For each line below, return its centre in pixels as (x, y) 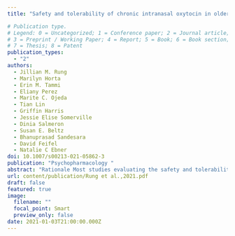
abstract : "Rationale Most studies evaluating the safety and (100, 169)
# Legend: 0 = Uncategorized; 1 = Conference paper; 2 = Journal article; (119, 33)
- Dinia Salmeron (39, 124)
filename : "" (33, 202)
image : (17, 196)
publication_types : (36, 53)
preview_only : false (43, 215)
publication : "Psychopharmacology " (60, 163)
